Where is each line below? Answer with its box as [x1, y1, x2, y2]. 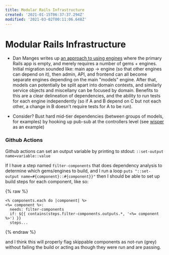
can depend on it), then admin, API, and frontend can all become [12, 71, 147, 77]
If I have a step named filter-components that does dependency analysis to [5, 162, 162, 168]
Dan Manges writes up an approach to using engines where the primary [12, 55, 162, 61]
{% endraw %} [5, 229, 36, 235]
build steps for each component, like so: [5, 178, 89, 184]
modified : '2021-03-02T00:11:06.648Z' [5, 17, 87, 22]
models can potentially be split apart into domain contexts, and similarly [12, 82, 162, 88]
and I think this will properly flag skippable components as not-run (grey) [5, 238, 157, 245]
